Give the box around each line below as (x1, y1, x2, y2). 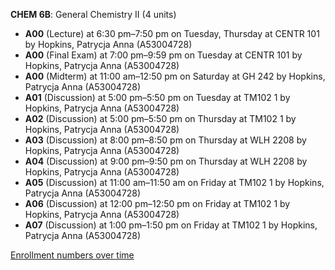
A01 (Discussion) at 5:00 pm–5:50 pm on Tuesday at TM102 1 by (24, 92, 291, 103)
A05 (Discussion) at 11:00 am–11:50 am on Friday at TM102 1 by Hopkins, (24, 177, 325, 188)
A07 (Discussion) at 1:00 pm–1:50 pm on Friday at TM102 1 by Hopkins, (24, 219, 318, 231)
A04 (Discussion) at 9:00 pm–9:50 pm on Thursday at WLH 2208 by (24, 155, 308, 167)
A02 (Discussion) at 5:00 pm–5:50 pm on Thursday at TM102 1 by (24, 113, 297, 124)
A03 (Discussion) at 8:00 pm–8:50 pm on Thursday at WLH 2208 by (24, 134, 307, 146)
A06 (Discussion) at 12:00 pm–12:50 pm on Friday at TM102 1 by (24, 198, 291, 209)
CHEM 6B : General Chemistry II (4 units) (10, 9, 177, 20)
